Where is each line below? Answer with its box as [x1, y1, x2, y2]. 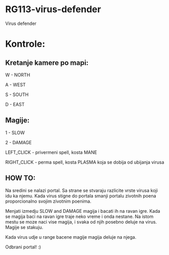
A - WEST [5, 81, 26, 87]
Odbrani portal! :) [5, 244, 42, 250]
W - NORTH [5, 72, 30, 78]
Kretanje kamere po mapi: [5, 58, 89, 67]
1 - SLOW [5, 130, 25, 136]
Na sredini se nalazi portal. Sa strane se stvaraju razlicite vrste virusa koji [5, 187, 158, 194]
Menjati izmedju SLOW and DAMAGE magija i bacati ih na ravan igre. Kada [5, 208, 160, 214]
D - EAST [5, 101, 25, 107]
